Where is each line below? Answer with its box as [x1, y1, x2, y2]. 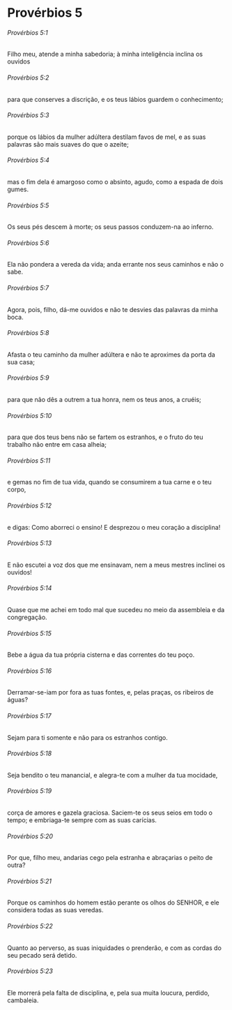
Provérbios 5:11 [7, 456, 51, 465]
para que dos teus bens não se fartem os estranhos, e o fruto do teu [7, 433, 203, 441]
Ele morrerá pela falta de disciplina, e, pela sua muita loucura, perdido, [7, 988, 210, 997]
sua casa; [7, 357, 35, 366]
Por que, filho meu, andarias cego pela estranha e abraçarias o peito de [7, 854, 213, 862]
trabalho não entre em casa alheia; [7, 440, 107, 449]
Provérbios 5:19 [7, 787, 52, 795]
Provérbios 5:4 [7, 156, 50, 165]
